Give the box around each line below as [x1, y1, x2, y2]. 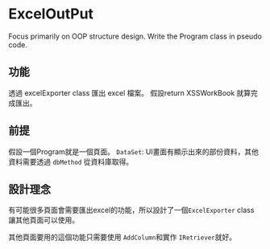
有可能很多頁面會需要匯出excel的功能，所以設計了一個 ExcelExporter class [8, 206, 255, 215]
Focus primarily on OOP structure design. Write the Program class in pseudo [8, 31, 262, 41]
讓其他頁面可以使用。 [8, 215, 79, 225]
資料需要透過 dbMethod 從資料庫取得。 [8, 157, 134, 166]
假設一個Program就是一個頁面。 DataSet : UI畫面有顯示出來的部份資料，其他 [8, 146, 260, 157]
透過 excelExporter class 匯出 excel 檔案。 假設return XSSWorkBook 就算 [8, 88, 251, 97]
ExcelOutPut [8, 5, 94, 23]
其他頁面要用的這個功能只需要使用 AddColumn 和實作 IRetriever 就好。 [8, 232, 236, 242]
